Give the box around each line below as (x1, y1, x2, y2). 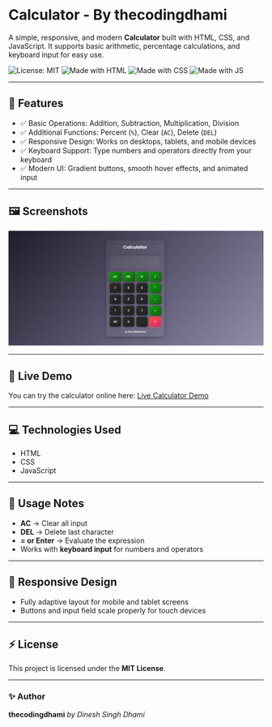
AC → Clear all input (19, 518, 87, 528)
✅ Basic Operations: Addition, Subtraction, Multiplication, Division (19, 118, 240, 127)
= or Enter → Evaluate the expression (19, 536, 145, 545)
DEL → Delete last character (19, 527, 115, 536)
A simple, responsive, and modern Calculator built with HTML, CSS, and (8, 32, 250, 42)
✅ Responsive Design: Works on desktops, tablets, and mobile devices (19, 136, 257, 146)
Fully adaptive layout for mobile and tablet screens (19, 596, 189, 606)
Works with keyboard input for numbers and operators (19, 544, 204, 553)
